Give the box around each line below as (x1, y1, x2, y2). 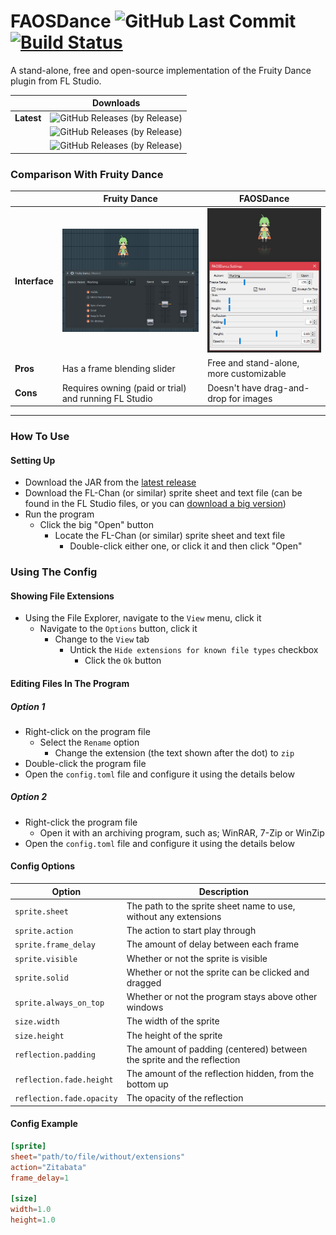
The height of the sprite (126, 1029, 223, 1041)
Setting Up (10, 454, 56, 466)
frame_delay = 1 (10, 1173, 70, 1183)
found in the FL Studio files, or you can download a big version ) (24, 498, 287, 510)
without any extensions (126, 910, 222, 922)
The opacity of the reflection (126, 1092, 244, 1104)
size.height (14, 1031, 65, 1041)
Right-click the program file (24, 816, 138, 828)
